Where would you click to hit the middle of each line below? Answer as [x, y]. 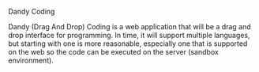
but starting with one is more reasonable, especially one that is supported [128, 44]
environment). [31, 60]
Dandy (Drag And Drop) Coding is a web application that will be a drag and [129, 27]
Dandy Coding [32, 11]
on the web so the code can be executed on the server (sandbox [113, 52]
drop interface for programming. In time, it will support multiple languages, [129, 35]
